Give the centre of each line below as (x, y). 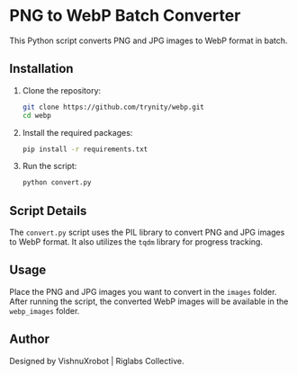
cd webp (36, 115)
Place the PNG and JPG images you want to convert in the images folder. (143, 291)
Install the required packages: (77, 132)
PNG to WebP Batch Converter (125, 16)
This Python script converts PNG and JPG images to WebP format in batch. (148, 40)
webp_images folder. (45, 310)
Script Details (48, 211)
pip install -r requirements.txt (85, 149)
